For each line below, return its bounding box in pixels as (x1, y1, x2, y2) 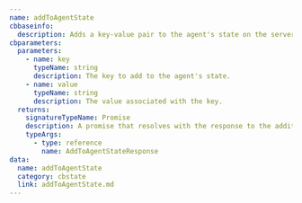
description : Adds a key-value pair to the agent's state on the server (17, 30, 296, 39)
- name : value (25, 80, 78, 89)
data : (9, 154, 30, 164)
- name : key (25, 55, 70, 64)
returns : (17, 105, 50, 114)
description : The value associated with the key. (32, 96, 223, 106)
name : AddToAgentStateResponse (41, 146, 159, 155)
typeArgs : (25, 130, 63, 139)
